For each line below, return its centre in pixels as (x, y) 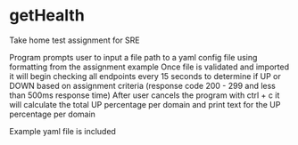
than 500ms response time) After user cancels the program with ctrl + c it (145, 95)
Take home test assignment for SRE (74, 40)
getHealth (47, 16)
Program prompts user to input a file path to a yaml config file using (133, 57)
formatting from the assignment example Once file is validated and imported (149, 67)
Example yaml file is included (62, 131)
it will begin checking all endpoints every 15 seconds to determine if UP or (145, 76)
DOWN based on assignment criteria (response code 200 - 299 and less (143, 85)
